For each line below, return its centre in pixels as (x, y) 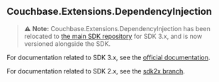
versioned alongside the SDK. (67, 43)
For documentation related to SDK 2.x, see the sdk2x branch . (96, 71)
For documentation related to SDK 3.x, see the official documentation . (108, 57)
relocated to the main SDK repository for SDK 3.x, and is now (113, 36)
